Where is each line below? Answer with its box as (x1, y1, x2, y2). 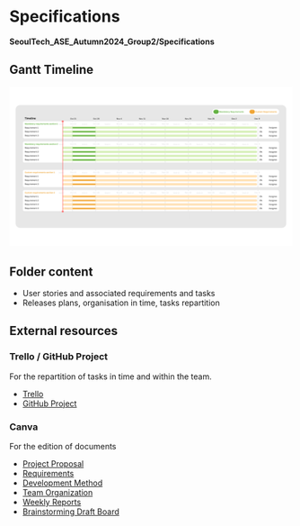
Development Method (22, 477, 103, 488)
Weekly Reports (22, 497, 82, 508)
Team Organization (22, 487, 93, 498)
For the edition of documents (9, 441, 117, 452)
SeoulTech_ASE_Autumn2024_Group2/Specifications (9, 36, 215, 47)
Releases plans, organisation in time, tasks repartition (22, 297, 220, 308)
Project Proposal (22, 458, 84, 469)
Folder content (9, 264, 93, 279)
